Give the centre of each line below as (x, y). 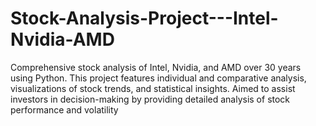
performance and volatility (64, 109)
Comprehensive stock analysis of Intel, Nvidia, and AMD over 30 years (156, 67)
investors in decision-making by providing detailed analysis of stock (150, 99)
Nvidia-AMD (62, 39)
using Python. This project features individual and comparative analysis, (158, 78)
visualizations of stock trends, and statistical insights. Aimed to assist (153, 88)
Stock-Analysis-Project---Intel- (144, 18)
